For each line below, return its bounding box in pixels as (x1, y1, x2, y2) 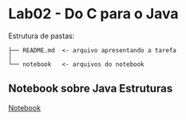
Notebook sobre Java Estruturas (8, 82, 173, 95)
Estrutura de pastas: (8, 31, 75, 41)
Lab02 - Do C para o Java (8, 5, 179, 23)
